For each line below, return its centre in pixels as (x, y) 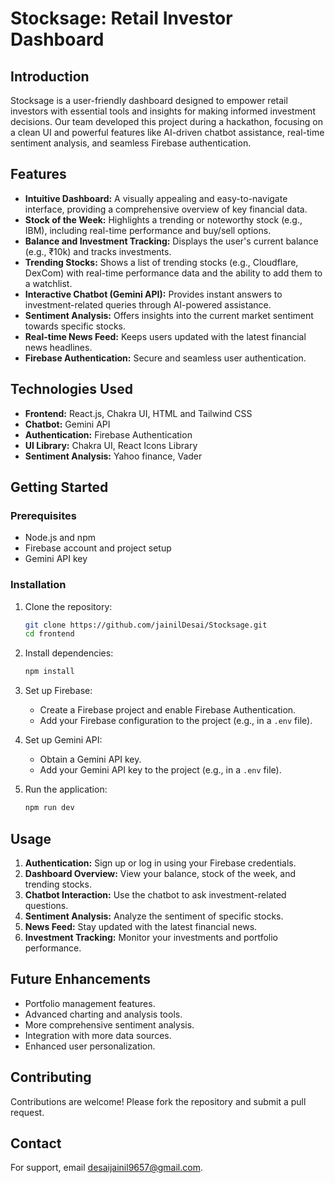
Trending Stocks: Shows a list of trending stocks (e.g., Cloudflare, (161, 262)
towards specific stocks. (75, 326)
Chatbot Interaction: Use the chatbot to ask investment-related (155, 894)
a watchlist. (48, 283)
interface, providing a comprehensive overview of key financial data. (166, 209)
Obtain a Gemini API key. (90, 759)
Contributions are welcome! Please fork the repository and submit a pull (158, 1101)
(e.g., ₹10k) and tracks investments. (98, 251)
